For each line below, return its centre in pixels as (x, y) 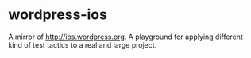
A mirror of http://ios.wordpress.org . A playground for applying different (126, 37)
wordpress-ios (58, 15)
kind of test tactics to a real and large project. (83, 44)
